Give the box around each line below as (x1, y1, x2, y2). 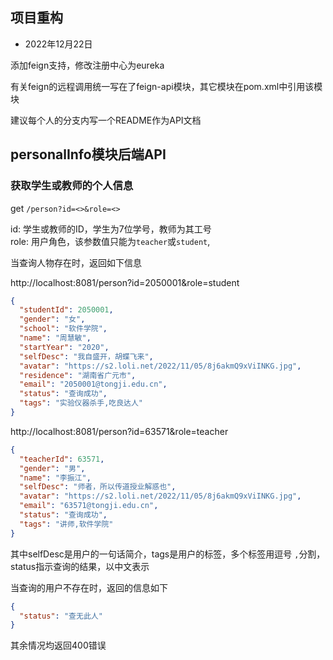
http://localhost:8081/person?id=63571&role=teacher (10, 425, 229, 437)
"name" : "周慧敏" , (19, 333, 92, 343)
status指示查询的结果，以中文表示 (10, 560, 150, 572)
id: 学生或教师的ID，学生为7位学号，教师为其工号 (10, 223, 212, 235)
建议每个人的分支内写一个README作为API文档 (10, 114, 202, 126)
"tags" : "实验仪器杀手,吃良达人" (19, 398, 144, 408)
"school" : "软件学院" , (19, 324, 108, 334)
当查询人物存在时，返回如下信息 (10, 256, 142, 268)
